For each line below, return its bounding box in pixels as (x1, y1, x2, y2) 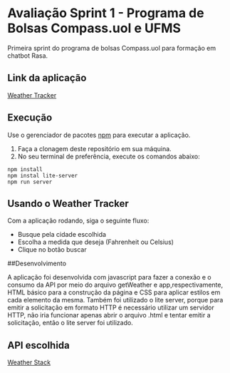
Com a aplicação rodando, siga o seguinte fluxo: (7, 216, 150, 225)
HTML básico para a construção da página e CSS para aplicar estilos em (7, 288, 221, 297)
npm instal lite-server (7, 172, 78, 179)
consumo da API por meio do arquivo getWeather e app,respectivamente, (7, 280, 223, 290)
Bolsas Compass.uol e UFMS (7, 20, 182, 36)
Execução (7, 112, 53, 124)
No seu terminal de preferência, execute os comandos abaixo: (17, 152, 201, 160)
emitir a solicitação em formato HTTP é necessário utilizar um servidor (7, 303, 215, 312)
